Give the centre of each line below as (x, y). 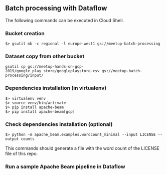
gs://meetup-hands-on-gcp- (56, 67)
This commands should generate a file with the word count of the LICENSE (82, 148)
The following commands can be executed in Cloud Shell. (65, 20)
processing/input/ (24, 75)
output (12, 139)
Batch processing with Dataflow (56, 8)
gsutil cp (16, 67)
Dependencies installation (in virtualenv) (56, 88)
